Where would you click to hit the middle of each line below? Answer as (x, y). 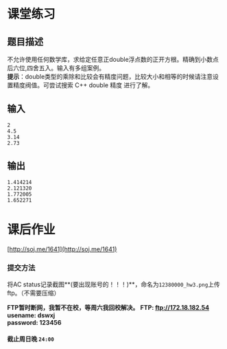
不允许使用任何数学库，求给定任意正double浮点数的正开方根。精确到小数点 (113, 59)
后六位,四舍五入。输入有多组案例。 (56, 68)
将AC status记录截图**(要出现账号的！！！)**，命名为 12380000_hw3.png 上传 (114, 284)
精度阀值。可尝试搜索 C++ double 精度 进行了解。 (83, 85)
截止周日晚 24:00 (31, 339)
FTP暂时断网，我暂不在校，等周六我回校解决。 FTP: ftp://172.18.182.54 (108, 307)
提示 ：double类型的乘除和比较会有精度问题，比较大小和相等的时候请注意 (110, 77)
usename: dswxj (31, 315)
